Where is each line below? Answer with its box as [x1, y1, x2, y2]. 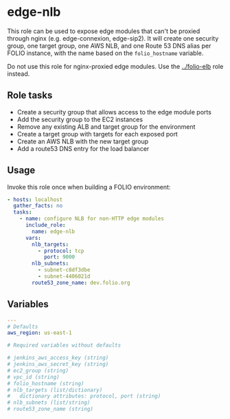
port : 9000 [43, 254, 76, 260]
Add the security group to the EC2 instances [16, 115, 143, 123]
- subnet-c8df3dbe [37, 267, 91, 274]
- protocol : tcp [37, 247, 84, 254]
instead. [7, 70, 30, 78]
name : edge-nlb [32, 228, 76, 235]
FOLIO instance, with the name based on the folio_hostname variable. [7, 49, 204, 57]
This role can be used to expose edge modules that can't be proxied [7, 27, 200, 35]
